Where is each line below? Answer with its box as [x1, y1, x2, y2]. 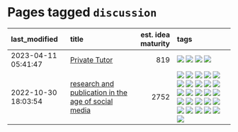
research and [69, 78, 115, 88]
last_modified [11, 34, 58, 44]
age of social [69, 96, 113, 106]
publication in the [69, 88, 127, 97]
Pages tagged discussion [7, 4, 157, 20]
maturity [140, 38, 170, 48]
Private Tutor [69, 54, 113, 64]
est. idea [140, 30, 170, 40]
